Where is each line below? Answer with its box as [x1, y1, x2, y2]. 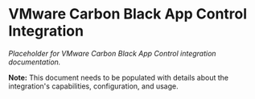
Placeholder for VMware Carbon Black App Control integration [8, 48, 216, 58]
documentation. [8, 57, 61, 67]
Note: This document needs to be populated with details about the [8, 72, 229, 82]
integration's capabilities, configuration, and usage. [8, 81, 179, 91]
